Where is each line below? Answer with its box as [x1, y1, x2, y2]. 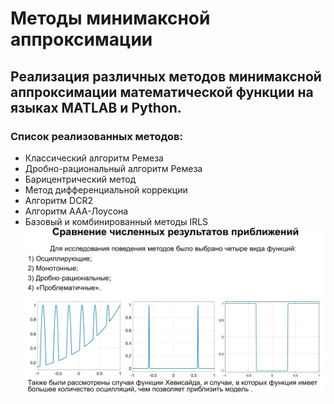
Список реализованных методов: [10, 129, 183, 143]
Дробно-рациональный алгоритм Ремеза [24, 162, 203, 174]
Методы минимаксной [10, 7, 211, 30]
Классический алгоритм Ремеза [24, 152, 164, 164]
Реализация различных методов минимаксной [10, 68, 322, 85]
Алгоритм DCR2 [24, 194, 93, 206]
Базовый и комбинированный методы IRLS [24, 215, 209, 227]
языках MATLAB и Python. [10, 99, 182, 116]
